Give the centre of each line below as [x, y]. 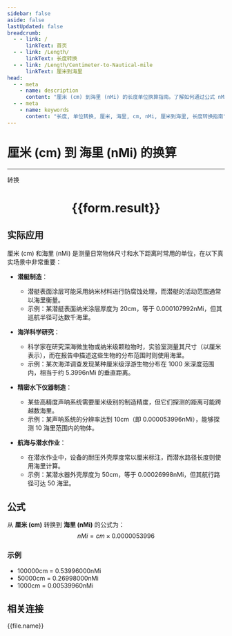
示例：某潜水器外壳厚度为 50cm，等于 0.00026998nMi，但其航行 [121, 474]
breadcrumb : [24, 33]
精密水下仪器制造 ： [45, 387]
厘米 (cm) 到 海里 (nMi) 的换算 [92, 152]
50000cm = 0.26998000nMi [58, 578]
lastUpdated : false [35, 26]
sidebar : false [29, 13]
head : [15, 78]
